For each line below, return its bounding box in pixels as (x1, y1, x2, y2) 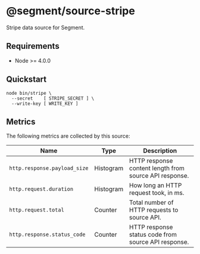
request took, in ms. (129, 189, 185, 197)
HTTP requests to (129, 206, 179, 214)
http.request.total (9, 207, 64, 213)
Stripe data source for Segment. (6, 24, 85, 31)
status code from (129, 231, 177, 239)
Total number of (129, 199, 174, 207)
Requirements (6, 41, 60, 51)
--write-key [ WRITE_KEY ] (11, 100, 79, 107)
